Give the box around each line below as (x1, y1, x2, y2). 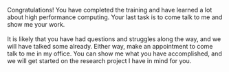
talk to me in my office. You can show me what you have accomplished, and (7, 49, 222, 58)
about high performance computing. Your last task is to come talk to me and (7, 13, 223, 21)
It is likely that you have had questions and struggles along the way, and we (7, 35, 221, 43)
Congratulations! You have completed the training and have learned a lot (7, 6, 212, 14)
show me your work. (7, 21, 65, 28)
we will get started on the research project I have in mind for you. (7, 57, 192, 64)
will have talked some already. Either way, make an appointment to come (7, 43, 213, 50)
